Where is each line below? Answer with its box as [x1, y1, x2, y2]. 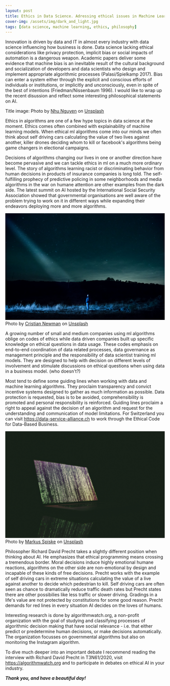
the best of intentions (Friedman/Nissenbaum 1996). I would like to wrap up [5, 87, 162, 93]
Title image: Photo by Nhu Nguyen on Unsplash [5, 108, 104, 114]
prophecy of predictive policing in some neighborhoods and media [23, 176, 162, 182]
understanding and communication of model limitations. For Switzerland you [5, 410, 164, 416]
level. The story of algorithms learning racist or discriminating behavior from [5, 166, 164, 172]
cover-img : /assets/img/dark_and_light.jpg [5, 19, 99, 24]
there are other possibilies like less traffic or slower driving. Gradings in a [5, 592, 158, 598]
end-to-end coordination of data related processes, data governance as [5, 346, 155, 352]
